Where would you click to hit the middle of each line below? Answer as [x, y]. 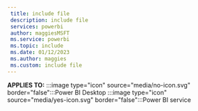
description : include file [49, 20]
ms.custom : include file [46, 65]
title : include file [40, 14]
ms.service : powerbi [40, 40]
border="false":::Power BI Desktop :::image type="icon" [87, 92]
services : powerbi [37, 26]
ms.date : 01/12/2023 [40, 53]
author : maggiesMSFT [40, 33]
